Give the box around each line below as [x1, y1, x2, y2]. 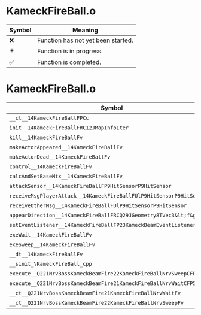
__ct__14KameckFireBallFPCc [9, 114, 89, 121]
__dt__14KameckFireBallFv [9, 250, 83, 258]
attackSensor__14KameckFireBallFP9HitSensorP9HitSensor [9, 183, 172, 189]
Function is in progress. [36, 47, 103, 55]
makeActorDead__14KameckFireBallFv [9, 153, 111, 160]
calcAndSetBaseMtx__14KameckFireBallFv [9, 172, 123, 180]
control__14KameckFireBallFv [9, 163, 92, 170]
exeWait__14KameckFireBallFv [9, 231, 92, 238]
